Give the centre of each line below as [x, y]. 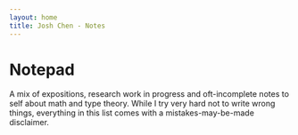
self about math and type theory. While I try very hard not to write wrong [142, 104]
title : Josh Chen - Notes [57, 26]
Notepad [42, 70]
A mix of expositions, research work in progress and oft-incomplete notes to [149, 94]
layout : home [33, 17]
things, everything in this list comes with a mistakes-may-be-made [132, 113]
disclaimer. [29, 123]
